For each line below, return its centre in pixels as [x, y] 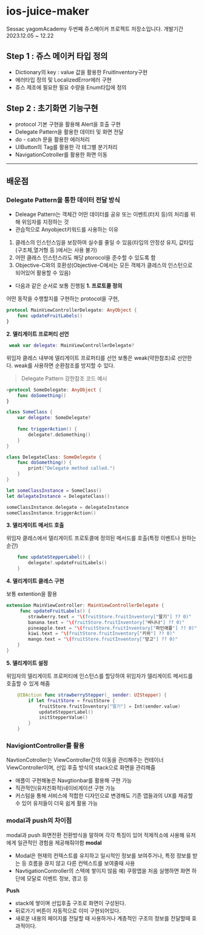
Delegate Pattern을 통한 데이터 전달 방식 [63, 200]
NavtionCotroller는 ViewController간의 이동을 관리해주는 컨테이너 [85, 760]
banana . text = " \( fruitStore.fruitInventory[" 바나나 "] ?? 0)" [107, 622]
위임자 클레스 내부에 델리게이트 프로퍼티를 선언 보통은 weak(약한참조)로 [91, 357]
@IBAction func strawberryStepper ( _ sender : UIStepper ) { [92, 695]
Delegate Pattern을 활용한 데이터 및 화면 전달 [69, 131]
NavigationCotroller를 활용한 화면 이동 [61, 154]
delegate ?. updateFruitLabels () [68, 563]
